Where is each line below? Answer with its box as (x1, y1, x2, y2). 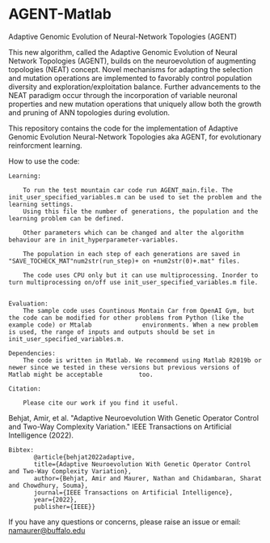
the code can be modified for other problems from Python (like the (8, 314, 244, 322)
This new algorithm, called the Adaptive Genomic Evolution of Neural (8, 47, 238, 57)
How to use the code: (8, 156, 80, 166)
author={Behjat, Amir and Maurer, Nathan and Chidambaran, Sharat (33, 474, 263, 482)
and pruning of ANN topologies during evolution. (8, 107, 171, 118)
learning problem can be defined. (8, 214, 125, 223)
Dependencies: (8, 349, 57, 357)
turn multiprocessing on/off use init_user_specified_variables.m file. (8, 278, 259, 286)
